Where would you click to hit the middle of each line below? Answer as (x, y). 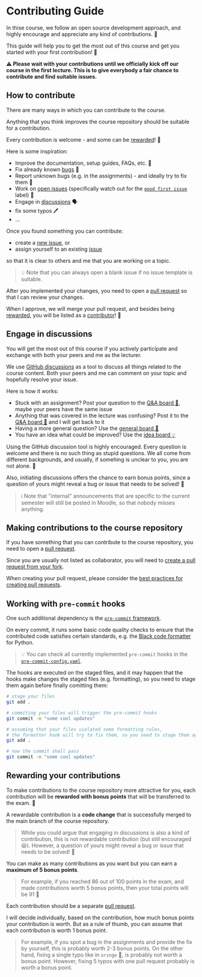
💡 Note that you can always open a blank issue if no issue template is (107, 272)
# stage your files (31, 697)
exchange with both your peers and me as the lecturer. (74, 355)
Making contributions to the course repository (95, 528)
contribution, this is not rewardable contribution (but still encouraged (106, 839)
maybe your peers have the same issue (64, 409)
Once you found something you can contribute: (65, 231)
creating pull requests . (34, 585)
